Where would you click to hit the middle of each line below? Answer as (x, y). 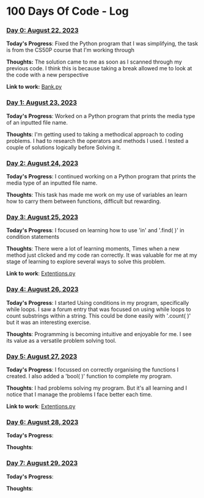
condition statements (33, 237)
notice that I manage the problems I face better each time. (79, 394)
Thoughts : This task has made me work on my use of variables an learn (97, 195)
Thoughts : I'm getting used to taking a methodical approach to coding (95, 134)
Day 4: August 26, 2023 (42, 290)
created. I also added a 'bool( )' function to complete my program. (89, 376)
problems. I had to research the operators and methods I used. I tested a (97, 141)
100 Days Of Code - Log (68, 11)
